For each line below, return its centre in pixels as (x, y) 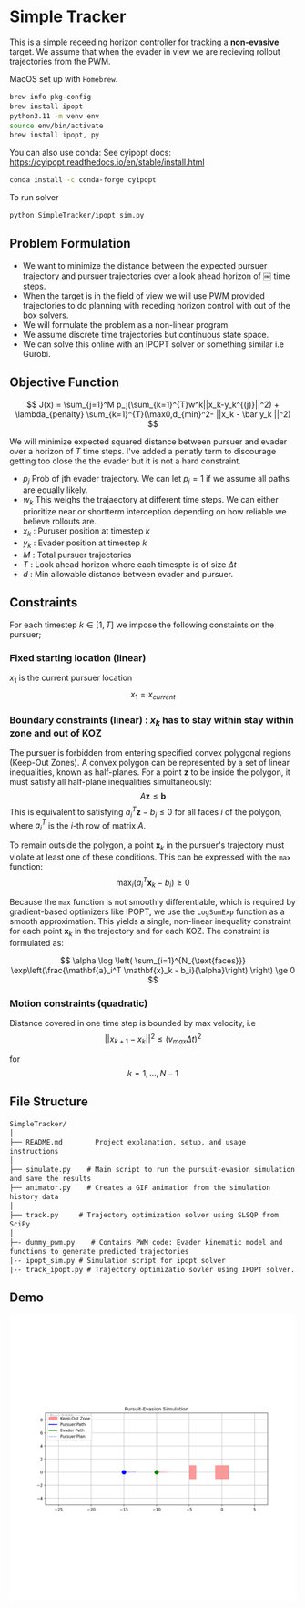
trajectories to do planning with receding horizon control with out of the (157, 305)
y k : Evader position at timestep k (85, 544)
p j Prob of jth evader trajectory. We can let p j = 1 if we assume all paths (156, 479)
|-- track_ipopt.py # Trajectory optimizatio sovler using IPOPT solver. (152, 1269)
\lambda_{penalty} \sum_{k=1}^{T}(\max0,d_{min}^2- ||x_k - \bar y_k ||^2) (153, 414)
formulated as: (36, 943)
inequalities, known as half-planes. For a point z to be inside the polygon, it (150, 772)
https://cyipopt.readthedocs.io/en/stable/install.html (107, 162)
